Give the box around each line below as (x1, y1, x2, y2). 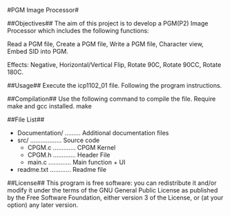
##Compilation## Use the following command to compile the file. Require (7, 95, 216, 103)
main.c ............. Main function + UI (27, 158, 126, 166)
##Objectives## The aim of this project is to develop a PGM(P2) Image (7, 19, 209, 27)
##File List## (7, 115, 45, 124)
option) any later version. (7, 201, 78, 209)
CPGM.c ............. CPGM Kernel (27, 144, 116, 151)
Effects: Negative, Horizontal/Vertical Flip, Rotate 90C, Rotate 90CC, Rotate (7, 61, 222, 68)
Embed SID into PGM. (7, 48, 69, 55)
